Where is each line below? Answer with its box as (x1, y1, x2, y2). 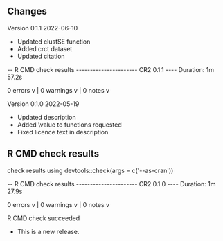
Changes (7, 6, 47, 17)
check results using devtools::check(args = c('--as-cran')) (7, 166, 174, 175)
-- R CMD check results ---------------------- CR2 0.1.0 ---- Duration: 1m (7, 179, 216, 188)
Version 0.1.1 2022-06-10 (7, 24, 78, 32)
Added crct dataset (17, 44, 73, 53)
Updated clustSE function (17, 37, 91, 46)
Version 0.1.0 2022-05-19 (7, 100, 80, 108)
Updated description (17, 113, 76, 121)
